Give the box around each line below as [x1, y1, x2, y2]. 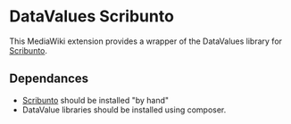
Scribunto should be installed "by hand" [21, 95, 170, 105]
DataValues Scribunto [9, 6, 174, 27]
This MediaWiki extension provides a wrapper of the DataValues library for [9, 36, 283, 46]
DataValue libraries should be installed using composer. [21, 104, 227, 115]
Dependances [9, 71, 89, 87]
